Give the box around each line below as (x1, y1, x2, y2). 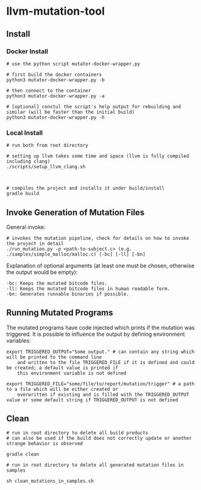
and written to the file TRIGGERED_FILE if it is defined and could (17, 359, 195, 365)
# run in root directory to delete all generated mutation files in (6, 462, 184, 468)
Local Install (6, 128, 43, 137)
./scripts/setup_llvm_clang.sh (6, 164, 86, 170)
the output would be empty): (6, 268, 78, 276)
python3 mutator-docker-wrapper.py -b (6, 76, 105, 83)
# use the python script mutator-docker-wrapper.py (6, 61, 140, 67)
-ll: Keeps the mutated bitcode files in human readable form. (6, 286, 171, 292)
